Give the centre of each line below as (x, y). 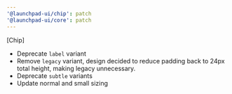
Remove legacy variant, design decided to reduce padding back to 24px (121, 61)
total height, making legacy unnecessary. (76, 68)
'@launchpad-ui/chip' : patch (49, 14)
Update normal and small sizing (62, 83)
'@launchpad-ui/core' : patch (49, 20)
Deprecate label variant (52, 54)
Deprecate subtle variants (54, 76)
